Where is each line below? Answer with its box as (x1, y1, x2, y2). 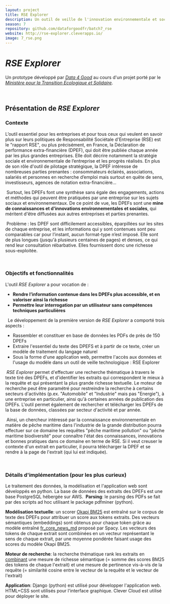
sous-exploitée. (5, 247, 38, 253)
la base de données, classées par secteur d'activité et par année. (5, 406, 142, 413)
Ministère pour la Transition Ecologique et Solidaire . (5, 80, 113, 86)
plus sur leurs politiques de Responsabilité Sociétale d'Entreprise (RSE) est (5, 136, 161, 142)
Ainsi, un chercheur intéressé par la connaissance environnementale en (6, 417, 156, 423)
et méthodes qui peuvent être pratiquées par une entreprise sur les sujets (5, 195, 159, 201)
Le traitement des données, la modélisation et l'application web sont (5, 483, 148, 489)
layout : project (5, 7, 39, 13)
